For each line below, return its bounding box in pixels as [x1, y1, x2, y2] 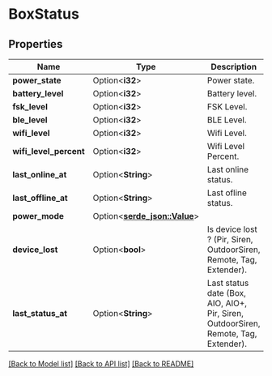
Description [210, 62, 257, 72]
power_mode [12, 211, 65, 221]
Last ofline [206, 187, 247, 199]
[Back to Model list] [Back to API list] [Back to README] [8, 359, 194, 369]
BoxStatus [8, 5, 79, 23]
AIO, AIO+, [206, 297, 248, 309]
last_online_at [12, 169, 67, 180]
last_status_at [12, 308, 67, 318]
